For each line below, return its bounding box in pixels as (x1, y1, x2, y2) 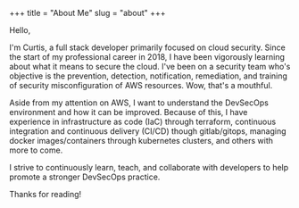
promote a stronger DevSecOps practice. (9, 171, 161, 182)
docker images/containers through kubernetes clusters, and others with (9, 136, 274, 146)
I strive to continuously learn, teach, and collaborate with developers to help (9, 162, 289, 172)
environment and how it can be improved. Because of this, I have (9, 107, 248, 117)
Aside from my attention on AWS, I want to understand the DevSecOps (9, 97, 270, 108)
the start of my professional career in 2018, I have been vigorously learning (9, 52, 286, 62)
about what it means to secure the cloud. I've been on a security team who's (9, 62, 291, 71)
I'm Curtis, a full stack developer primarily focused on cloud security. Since (9, 42, 286, 53)
